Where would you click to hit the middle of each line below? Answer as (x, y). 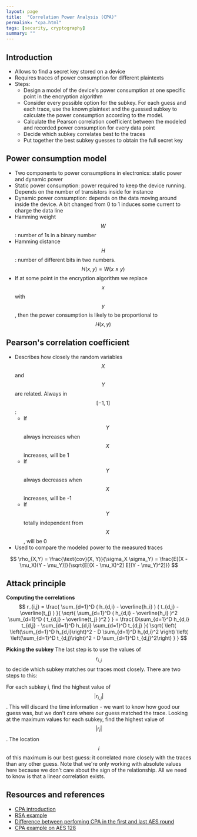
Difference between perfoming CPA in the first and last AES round (94, 821)
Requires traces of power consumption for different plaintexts (89, 78)
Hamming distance (37, 241)
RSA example (31, 815)
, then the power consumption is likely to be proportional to (86, 315)
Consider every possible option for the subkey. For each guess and (105, 102)
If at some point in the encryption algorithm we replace (81, 278)
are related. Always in (41, 393)
